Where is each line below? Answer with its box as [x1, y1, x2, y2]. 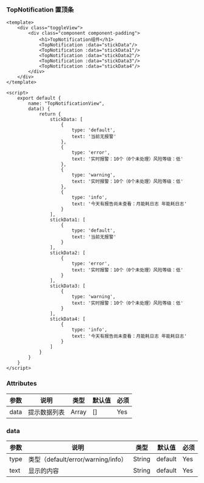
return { [38, 111, 62, 117]
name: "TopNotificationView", [28, 100, 105, 107]
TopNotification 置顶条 [6, 5, 74, 13]
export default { [17, 96, 62, 102]
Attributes [6, 379, 37, 387]
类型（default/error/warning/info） [28, 455, 128, 464]
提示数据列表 [28, 408, 65, 416]
